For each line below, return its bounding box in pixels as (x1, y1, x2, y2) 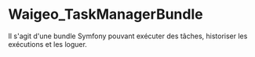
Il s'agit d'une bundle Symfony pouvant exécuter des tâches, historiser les (8, 31, 248, 41)
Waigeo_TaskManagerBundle (8, 5, 203, 23)
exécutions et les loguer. (8, 39, 88, 48)
